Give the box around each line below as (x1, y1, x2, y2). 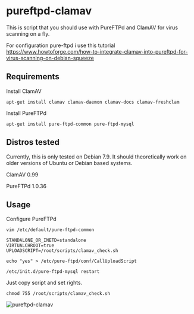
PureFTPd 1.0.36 (6, 182, 46, 189)
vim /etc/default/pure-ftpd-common (6, 227, 95, 233)
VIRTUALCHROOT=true (6, 243, 55, 248)
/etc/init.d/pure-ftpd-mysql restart (6, 269, 100, 275)
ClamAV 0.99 (6, 171, 39, 178)
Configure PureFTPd (6, 216, 57, 223)
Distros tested (6, 137, 60, 147)
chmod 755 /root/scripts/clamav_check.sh (6, 291, 111, 297)
